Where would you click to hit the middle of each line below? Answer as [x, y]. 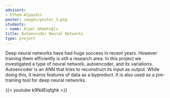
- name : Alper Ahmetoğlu [32, 29]
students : [16, 24]
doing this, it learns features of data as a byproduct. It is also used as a [80, 75]
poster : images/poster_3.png [36, 19]
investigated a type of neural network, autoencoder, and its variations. [79, 64]
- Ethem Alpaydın [24, 15]
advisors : [16, 10]
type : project [20, 39]
